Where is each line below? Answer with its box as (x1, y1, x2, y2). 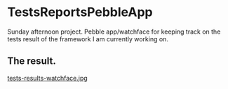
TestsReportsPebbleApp (7, 4, 153, 20)
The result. (7, 55, 56, 67)
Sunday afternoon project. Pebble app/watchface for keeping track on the (7, 27, 221, 36)
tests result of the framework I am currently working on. (7, 34, 168, 43)
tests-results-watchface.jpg (7, 74, 88, 82)
